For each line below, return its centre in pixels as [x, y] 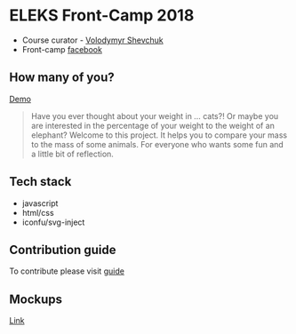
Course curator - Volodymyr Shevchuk [93, 40]
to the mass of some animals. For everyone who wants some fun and [157, 144]
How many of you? [62, 78]
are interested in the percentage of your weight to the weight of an [153, 125]
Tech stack [40, 182]
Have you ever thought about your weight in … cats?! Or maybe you [155, 115]
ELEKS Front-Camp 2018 [102, 16]
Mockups [36, 299]
